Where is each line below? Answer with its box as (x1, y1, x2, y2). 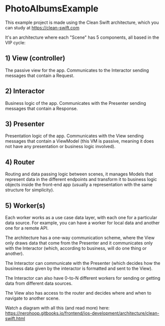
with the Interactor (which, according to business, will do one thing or (5, 245, 147, 251)
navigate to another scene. (5, 295, 60, 301)
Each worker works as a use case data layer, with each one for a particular (5, 215, 158, 220)
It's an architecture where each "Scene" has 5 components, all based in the (5, 34, 160, 40)
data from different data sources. (5, 280, 73, 286)
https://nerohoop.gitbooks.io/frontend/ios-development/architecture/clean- (5, 310, 160, 316)
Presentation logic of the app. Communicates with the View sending (5, 133, 144, 139)
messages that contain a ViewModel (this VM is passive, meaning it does (5, 138, 154, 144)
